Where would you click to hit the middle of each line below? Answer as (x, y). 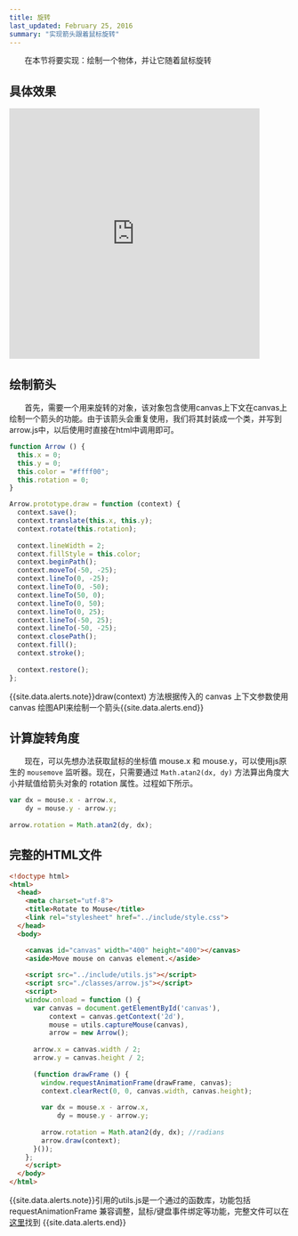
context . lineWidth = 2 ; (61, 545)
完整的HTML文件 (56, 855)
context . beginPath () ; (57, 562)
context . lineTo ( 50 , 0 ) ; (61, 595)
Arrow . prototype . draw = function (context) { (95, 504)
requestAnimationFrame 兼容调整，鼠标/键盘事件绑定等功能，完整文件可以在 (149, 1211)
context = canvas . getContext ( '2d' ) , (117, 1016)
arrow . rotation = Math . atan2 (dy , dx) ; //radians (133, 1132)
